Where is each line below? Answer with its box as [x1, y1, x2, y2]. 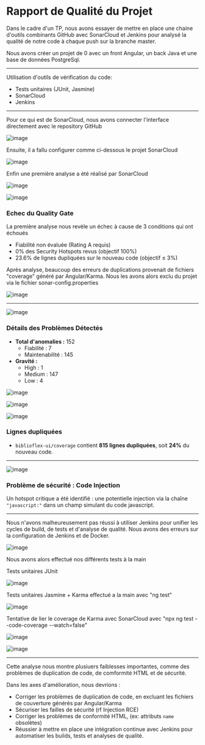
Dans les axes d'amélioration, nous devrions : [6, 681, 121, 689]
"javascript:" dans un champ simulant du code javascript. [6, 501, 154, 509]
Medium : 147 [24, 370, 59, 378]
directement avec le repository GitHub [6, 122, 103, 130]
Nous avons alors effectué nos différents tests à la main [6, 556, 146, 563]
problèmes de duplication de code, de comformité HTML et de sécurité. [6, 669, 187, 677]
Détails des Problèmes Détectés [6, 324, 103, 332]
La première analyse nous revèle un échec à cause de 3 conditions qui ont [6, 223, 193, 230]
